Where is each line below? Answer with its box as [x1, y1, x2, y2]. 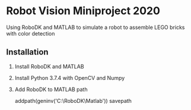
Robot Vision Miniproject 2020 [6, 4, 160, 18]
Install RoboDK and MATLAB [14, 63, 84, 70]
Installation [6, 47, 49, 57]
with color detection [6, 30, 55, 37]
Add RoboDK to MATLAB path [14, 86, 88, 93]
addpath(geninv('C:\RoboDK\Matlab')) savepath [14, 97, 132, 104]
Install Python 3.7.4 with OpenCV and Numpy [14, 74, 125, 81]
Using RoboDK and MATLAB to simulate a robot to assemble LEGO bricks [6, 24, 185, 31]
